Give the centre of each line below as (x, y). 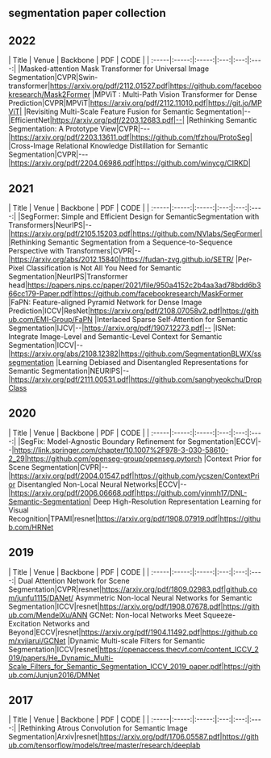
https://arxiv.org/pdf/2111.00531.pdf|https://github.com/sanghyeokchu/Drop (136, 379)
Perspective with (36, 251)
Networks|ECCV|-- (155, 484)
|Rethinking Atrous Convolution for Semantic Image (103, 728)
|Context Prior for (233, 459)
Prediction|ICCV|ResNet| (50, 311)
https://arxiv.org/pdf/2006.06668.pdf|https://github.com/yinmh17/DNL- (129, 492)
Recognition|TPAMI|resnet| (53, 518)
